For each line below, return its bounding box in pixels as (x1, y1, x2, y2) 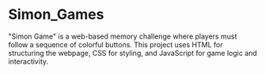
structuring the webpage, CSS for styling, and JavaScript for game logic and (8, 48, 257, 57)
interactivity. (8, 57, 49, 66)
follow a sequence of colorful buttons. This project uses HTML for (8, 39, 223, 49)
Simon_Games (8, 6, 104, 24)
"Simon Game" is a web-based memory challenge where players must (8, 31, 237, 41)
